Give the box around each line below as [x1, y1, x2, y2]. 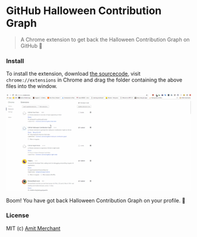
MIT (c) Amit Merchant [6, 225, 60, 232]
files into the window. [6, 83, 57, 90]
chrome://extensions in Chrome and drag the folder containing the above [6, 76, 183, 83]
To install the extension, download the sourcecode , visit [6, 70, 141, 77]
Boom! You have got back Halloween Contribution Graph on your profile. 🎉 [6, 197, 186, 204]
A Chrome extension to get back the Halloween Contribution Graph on [20, 36, 190, 43]
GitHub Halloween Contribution [6, 4, 162, 18]
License [6, 211, 29, 219]
